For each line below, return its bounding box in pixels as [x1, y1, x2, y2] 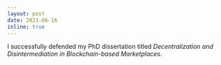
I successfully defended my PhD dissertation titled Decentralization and [7, 43, 214, 51]
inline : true [7, 23, 45, 30]
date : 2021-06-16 [7, 17, 58, 24]
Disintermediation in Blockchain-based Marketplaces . [7, 50, 162, 58]
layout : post [7, 10, 45, 17]
